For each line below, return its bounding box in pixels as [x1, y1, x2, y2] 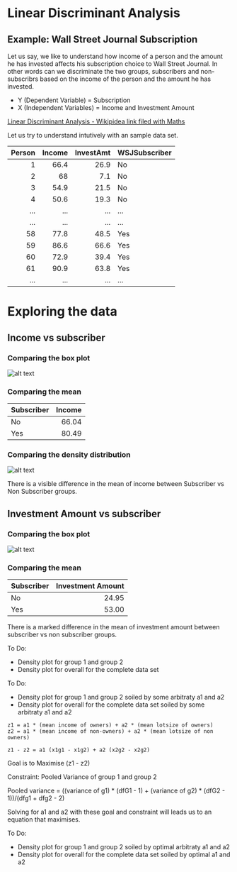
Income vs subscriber [7, 331, 106, 343]
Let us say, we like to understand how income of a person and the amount [7, 52, 223, 60]
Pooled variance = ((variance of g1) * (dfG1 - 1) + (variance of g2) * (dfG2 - [7, 786, 225, 795]
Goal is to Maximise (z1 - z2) [7, 759, 91, 768]
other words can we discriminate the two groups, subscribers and [7, 67, 200, 75]
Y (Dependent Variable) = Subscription [17, 96, 131, 104]
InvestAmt [74, 148, 111, 158]
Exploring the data [7, 304, 118, 320]
